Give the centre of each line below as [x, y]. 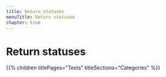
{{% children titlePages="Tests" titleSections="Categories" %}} [83, 68]
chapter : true [24, 22]
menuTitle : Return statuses [41, 17]
